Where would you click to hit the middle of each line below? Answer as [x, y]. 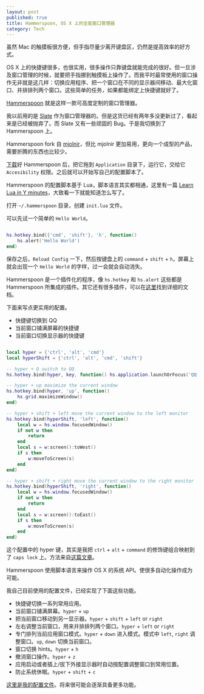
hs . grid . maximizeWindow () [50, 397]
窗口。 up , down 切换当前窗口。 [58, 642]
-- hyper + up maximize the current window [62, 386]
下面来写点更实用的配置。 [38, 307]
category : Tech [25, 29]
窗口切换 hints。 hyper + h [47, 649]
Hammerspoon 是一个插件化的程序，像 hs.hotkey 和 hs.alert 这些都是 [94, 279]
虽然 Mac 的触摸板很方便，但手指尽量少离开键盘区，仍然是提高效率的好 [96, 47]
